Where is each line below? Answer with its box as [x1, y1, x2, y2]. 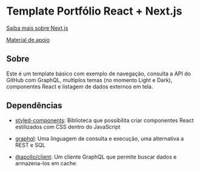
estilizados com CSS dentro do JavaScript [15, 123, 121, 130]
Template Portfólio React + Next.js [6, 4, 182, 18]
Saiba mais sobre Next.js [6, 24, 68, 32]
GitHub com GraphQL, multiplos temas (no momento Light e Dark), [6, 76, 173, 83]
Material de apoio [6, 36, 50, 43]
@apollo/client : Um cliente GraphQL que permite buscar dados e [15, 153, 177, 160]
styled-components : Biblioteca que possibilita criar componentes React [15, 117, 194, 124]
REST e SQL [15, 141, 45, 148]
